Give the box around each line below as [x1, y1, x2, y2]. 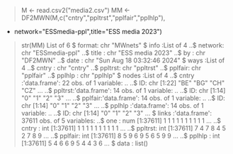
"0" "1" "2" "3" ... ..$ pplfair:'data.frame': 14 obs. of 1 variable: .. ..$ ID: [21, 94, 225, 102]
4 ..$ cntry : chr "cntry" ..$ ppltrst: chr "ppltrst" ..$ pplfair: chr [21, 64, 202, 72]
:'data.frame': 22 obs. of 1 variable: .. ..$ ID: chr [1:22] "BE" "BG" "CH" [21, 79, 225, 87]
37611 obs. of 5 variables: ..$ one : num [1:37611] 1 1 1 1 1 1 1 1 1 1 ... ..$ [21, 116, 222, 125]
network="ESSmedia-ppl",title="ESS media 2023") [13, 28, 163, 35]
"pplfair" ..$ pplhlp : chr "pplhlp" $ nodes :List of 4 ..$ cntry [21, 71, 195, 79]
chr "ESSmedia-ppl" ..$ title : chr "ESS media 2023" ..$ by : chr [21, 49, 205, 57]
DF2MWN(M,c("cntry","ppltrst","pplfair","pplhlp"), [21, 13, 166, 22]
